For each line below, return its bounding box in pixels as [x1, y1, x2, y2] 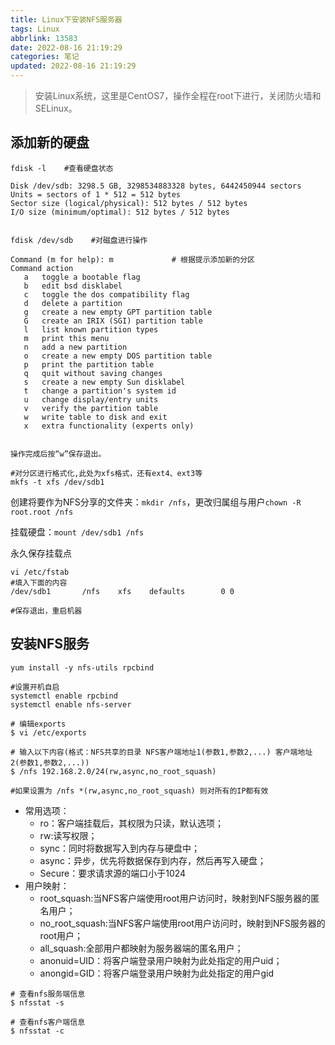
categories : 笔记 [10, 52, 80, 62]
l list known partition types [23, 324, 159, 335]
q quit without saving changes [23, 368, 163, 378]
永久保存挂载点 [10, 547, 72, 559]
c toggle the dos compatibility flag [23, 289, 190, 300]
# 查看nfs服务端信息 [10, 989, 86, 999]
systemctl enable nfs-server [10, 699, 132, 710]
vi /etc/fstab [10, 567, 70, 577]
